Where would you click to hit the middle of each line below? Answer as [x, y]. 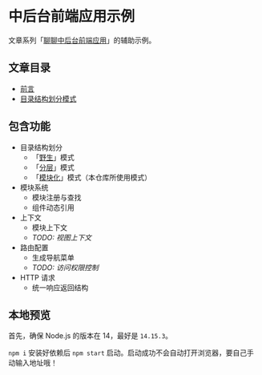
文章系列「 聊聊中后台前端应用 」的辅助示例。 [82, 40]
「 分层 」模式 [53, 167]
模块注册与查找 [56, 197]
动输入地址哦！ [33, 363]
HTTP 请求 [38, 277]
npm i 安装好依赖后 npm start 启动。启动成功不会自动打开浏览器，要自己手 [131, 353]
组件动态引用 [53, 207]
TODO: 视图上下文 [62, 237]
